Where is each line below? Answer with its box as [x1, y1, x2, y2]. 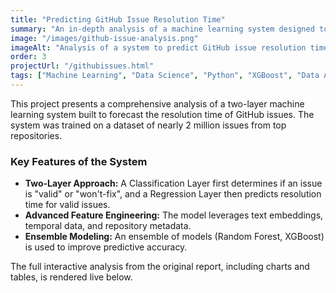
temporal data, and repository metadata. [24, 220, 192, 232]
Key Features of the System [10, 154, 148, 168]
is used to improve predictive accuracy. [24, 241, 188, 253]
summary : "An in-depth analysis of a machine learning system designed [10, 24, 315, 34]
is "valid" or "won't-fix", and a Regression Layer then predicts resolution [24, 188, 322, 200]
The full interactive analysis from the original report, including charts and [10, 261, 310, 273]
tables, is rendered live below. [10, 271, 133, 283]
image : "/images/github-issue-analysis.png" [10, 33, 199, 43]
